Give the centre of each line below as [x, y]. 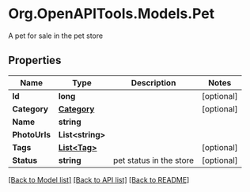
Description [153, 82]
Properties [35, 60]
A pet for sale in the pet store [56, 36]
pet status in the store [154, 160]
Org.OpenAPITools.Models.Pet [112, 14]
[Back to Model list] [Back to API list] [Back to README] [99, 179]
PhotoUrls [32, 134]
